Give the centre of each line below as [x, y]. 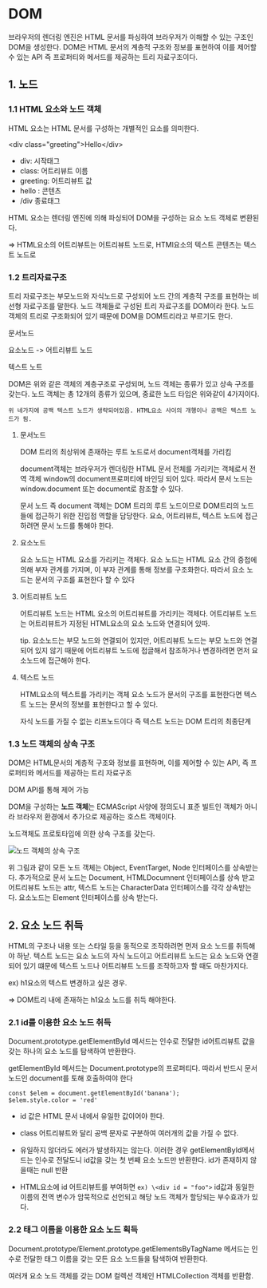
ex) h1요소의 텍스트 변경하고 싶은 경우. [68, 983]
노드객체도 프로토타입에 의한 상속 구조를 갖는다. [82, 834]
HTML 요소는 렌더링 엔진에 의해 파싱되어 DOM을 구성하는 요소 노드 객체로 [123, 217]
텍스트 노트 [26, 367]
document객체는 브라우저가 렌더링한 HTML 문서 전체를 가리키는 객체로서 [133, 469]
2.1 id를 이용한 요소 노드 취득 [60, 1022]
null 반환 [55, 1170]
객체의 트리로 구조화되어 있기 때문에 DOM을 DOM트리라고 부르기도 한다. [121, 315]
